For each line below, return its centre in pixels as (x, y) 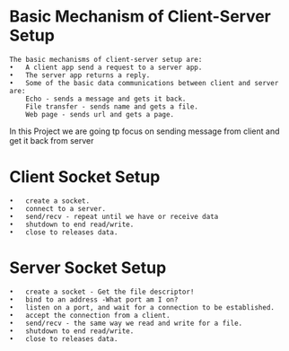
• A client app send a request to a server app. (106, 67)
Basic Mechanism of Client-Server (140, 17)
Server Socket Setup (88, 268)
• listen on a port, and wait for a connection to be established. (142, 307)
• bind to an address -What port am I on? (94, 299)
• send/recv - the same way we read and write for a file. (126, 323)
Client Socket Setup (85, 177)
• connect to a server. (57, 208)
